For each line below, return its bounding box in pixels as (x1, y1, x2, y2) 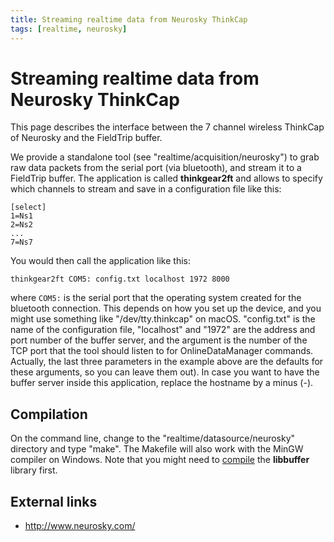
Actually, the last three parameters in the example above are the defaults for (10, 356, 324, 368)
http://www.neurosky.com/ (24, 520, 136, 532)
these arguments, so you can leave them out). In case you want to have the (10, 366, 320, 378)
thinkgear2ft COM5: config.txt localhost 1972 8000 (10, 274, 230, 285)
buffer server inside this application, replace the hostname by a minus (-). (10, 377, 314, 389)
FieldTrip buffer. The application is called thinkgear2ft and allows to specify (10, 172, 323, 185)
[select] (10, 202, 47, 213)
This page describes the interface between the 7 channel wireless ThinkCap (10, 121, 325, 133)
